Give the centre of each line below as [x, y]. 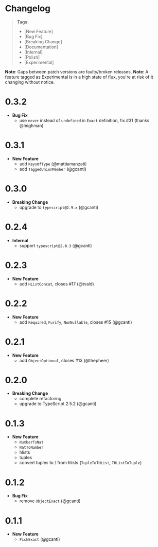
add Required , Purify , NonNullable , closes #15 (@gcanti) [76, 322]
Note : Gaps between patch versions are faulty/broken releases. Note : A [77, 71]
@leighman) [31, 125]
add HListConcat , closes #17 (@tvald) [57, 284]
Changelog [28, 9]
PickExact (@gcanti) [40, 539]
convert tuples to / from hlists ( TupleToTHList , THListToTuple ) [80, 463]
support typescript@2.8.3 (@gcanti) [56, 246]
